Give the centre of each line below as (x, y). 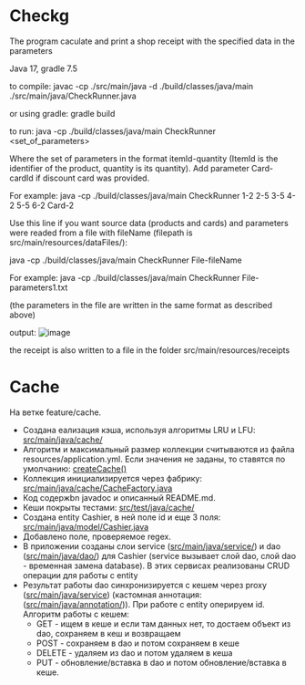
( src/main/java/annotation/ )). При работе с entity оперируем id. (144, 604)
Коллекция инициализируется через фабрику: (112, 478)
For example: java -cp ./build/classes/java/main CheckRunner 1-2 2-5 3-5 (147, 195)
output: (23, 332)
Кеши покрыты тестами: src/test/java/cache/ (108, 507)
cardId (21, 178)
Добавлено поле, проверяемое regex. (97, 536)
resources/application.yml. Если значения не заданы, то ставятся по (154, 459)
